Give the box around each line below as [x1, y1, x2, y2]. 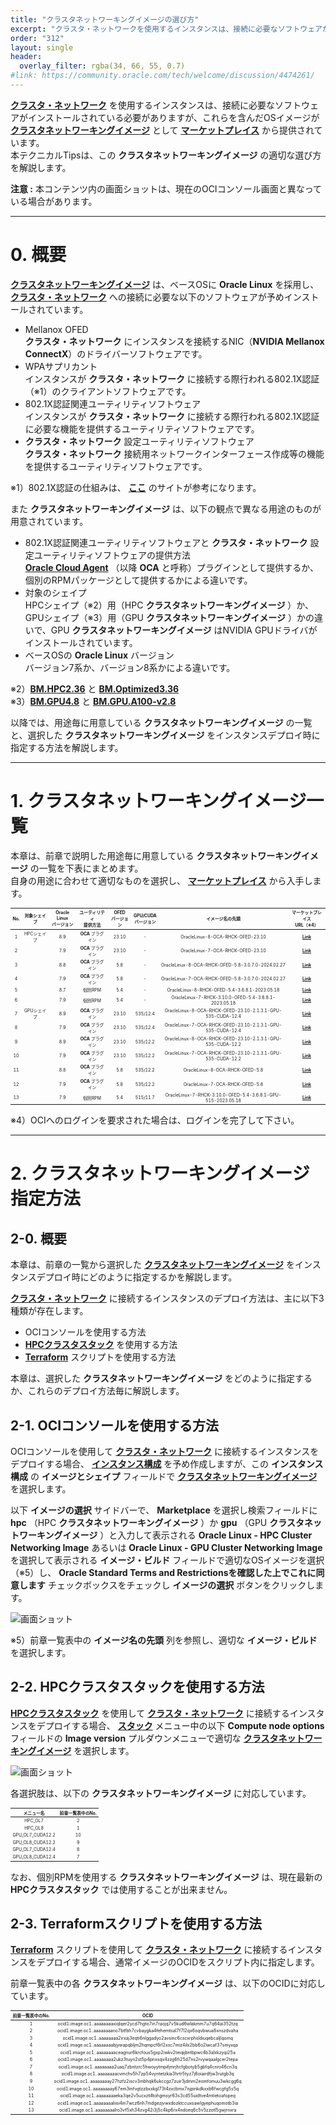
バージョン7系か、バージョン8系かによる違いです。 [24, 661, 236, 673]
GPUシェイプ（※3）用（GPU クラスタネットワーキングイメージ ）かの [24, 611, 315, 623]
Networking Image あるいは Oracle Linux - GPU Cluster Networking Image [10, 1542, 323, 1554]
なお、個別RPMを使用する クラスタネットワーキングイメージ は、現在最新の [10, 1871, 323, 1883]
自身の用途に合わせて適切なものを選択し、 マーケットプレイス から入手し [10, 874, 313, 886]
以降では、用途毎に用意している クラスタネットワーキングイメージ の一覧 [10, 716, 313, 728]
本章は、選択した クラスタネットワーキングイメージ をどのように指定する [10, 1372, 313, 1385]
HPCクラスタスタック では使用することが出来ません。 [10, 1883, 233, 1895]
